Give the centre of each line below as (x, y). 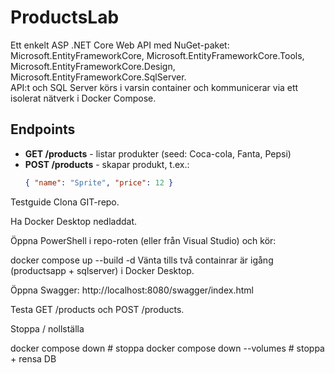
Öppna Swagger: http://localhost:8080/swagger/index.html (132, 290)
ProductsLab (65, 17)
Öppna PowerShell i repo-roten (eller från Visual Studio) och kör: (143, 240)
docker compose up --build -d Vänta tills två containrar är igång (142, 260)
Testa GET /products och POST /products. (97, 309)
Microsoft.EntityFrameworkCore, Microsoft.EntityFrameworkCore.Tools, (157, 55)
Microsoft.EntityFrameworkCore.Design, (93, 66)
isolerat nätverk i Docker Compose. (83, 98)
